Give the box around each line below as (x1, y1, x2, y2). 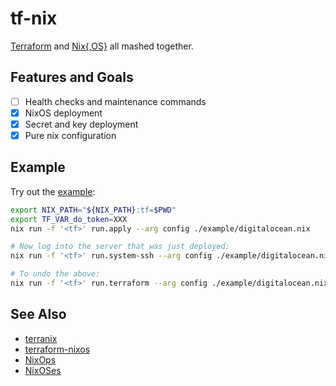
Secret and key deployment (24, 118, 139, 130)
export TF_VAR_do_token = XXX (10, 214, 128, 224)
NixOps (24, 353, 57, 366)
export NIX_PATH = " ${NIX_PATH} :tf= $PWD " (10, 205, 177, 215)
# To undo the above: (10, 269, 101, 279)
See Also (10, 306, 67, 323)
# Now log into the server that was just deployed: (10, 242, 230, 252)
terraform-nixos (24, 343, 91, 355)
